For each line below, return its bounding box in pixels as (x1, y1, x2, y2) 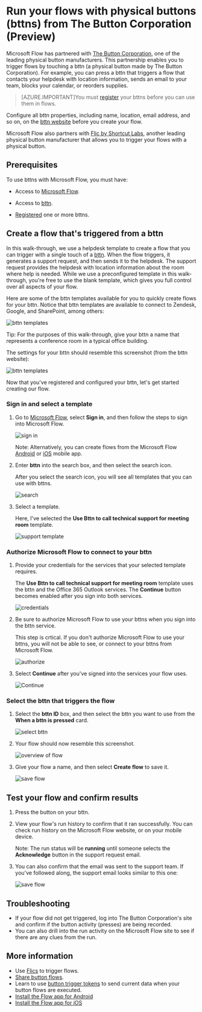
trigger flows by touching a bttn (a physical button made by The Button (6, 62, 183, 70)
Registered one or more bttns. (14, 211, 90, 218)
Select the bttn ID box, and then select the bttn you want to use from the (14, 710, 195, 718)
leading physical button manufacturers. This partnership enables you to (6, 56, 184, 63)
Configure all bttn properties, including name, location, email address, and (6, 112, 191, 119)
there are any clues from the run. (14, 934, 97, 941)
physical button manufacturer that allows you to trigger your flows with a (6, 136, 187, 143)
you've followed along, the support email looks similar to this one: (14, 869, 178, 876)
